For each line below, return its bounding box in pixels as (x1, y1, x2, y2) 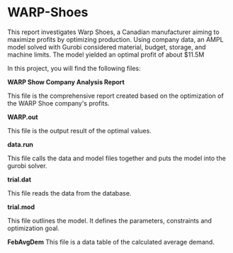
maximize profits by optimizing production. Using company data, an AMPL (7, 35, 225, 43)
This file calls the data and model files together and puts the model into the (7, 154, 227, 162)
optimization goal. (7, 224, 60, 232)
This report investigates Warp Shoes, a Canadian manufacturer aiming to (7, 28, 220, 36)
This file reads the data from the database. (7, 189, 132, 197)
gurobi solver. (7, 161, 47, 170)
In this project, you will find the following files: (7, 64, 142, 72)
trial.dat (7, 175, 32, 184)
